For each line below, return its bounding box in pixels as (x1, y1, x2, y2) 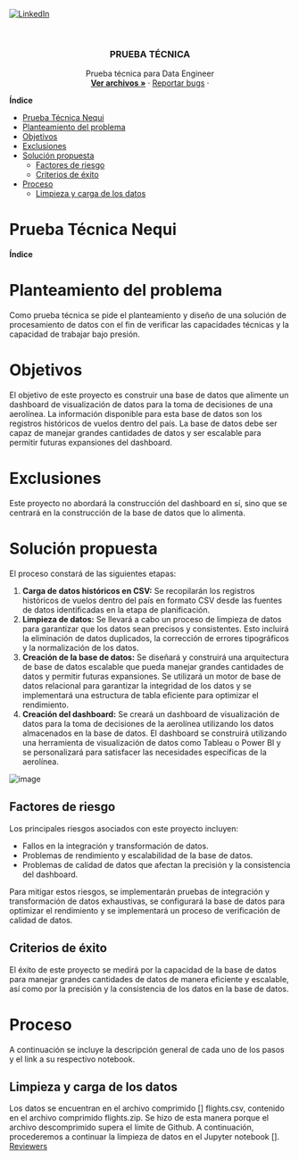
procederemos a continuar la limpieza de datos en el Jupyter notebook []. (9, 1131, 279, 1142)
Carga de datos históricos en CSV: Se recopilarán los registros (21, 585, 255, 596)
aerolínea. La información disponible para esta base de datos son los (9, 409, 262, 420)
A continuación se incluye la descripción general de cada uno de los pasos (9, 1044, 285, 1055)
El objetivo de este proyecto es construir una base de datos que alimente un (9, 389, 289, 401)
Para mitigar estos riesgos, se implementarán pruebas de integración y (9, 886, 270, 897)
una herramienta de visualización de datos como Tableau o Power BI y (21, 737, 281, 747)
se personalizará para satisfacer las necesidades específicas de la (21, 747, 268, 757)
